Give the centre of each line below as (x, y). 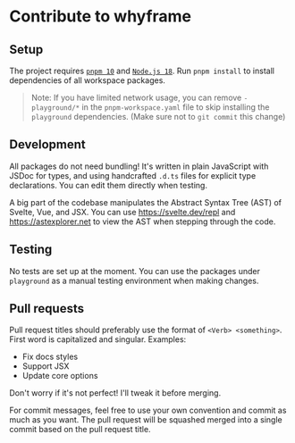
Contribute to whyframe (101, 17)
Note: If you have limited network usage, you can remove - (139, 97)
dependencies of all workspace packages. (87, 80)
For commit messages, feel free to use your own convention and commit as (148, 410)
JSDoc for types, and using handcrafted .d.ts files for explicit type (133, 175)
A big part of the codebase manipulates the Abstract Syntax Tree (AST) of (146, 202)
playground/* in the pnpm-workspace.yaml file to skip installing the (150, 107)
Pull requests (47, 309)
